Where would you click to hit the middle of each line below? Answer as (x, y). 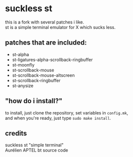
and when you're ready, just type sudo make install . (58, 118)
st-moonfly (23, 65)
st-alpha (21, 54)
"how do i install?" (34, 101)
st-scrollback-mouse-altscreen (43, 75)
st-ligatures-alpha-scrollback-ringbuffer (52, 60)
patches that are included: (46, 43)
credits (16, 133)
